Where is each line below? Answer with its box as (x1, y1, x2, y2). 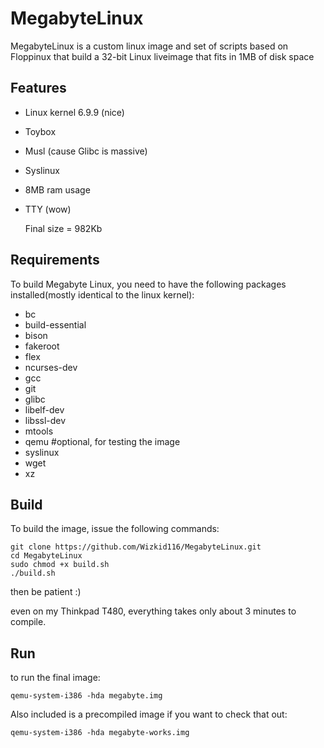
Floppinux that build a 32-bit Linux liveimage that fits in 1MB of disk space (10, 50, 315, 62)
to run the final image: (10, 672, 101, 684)
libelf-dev (24, 403, 65, 416)
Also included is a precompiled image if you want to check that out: (10, 708, 288, 721)
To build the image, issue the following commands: (10, 523, 220, 535)
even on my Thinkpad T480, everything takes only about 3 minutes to (10, 605, 297, 617)
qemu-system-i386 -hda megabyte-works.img (10, 728, 190, 738)
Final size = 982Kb (24, 222, 103, 234)
